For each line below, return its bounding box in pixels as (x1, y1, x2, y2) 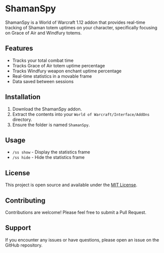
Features (5, 44, 33, 52)
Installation (5, 93, 41, 101)
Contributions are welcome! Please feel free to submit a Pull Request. (5, 209, 147, 215)
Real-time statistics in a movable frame (12, 73, 92, 79)
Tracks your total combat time (12, 57, 74, 63)
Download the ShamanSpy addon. (12, 106, 82, 112)
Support (5, 224, 31, 232)
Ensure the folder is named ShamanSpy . (12, 122, 90, 128)
